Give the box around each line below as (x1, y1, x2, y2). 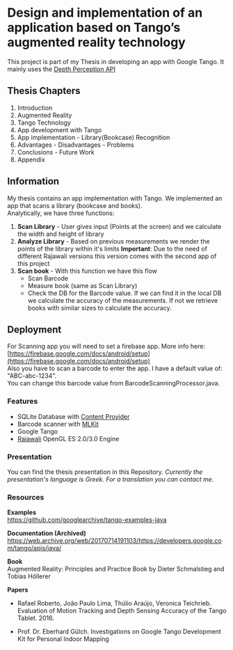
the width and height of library (17, 230, 104, 238)
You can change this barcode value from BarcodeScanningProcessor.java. (7, 379, 220, 388)
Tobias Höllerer (7, 572, 51, 580)
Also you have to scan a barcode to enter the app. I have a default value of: (7, 364, 223, 373)
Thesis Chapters (7, 85, 81, 97)
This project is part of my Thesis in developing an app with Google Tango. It (7, 57, 225, 65)
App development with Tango (17, 125, 102, 134)
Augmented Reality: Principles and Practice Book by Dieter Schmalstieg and (7, 565, 225, 573)
